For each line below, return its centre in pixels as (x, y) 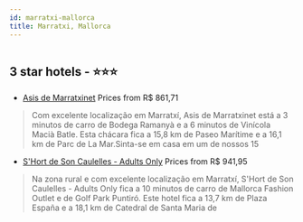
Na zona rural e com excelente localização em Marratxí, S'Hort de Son (162, 179)
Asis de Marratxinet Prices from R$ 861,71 (100, 98)
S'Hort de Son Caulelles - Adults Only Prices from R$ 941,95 (135, 162)
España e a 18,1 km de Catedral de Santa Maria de (124, 208)
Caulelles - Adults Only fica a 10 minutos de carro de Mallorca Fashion (162, 189)
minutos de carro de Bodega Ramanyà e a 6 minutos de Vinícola (151, 125)
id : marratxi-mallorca (52, 18)
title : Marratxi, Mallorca (60, 26)
